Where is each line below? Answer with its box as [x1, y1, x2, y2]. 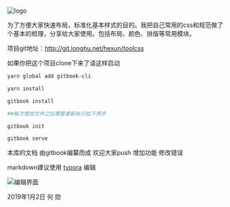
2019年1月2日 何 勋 [7, 192, 61, 201]
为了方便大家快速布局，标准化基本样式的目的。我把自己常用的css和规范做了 [7, 21, 224, 29]
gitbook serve [7, 135, 48, 142]
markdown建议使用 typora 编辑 [7, 163, 96, 172]
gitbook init [7, 123, 45, 129]
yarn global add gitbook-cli [7, 73, 91, 80]
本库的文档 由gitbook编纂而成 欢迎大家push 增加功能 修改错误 [7, 149, 184, 157]
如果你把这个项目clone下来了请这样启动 [7, 59, 121, 67]
